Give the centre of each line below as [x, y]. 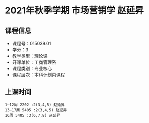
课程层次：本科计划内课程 [39, 75]
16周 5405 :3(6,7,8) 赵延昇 [33, 115]
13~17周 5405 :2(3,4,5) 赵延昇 [36, 110]
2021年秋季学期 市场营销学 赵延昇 [74, 10]
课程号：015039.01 [32, 43]
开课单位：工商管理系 [34, 62]
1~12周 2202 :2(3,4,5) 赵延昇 [35, 105]
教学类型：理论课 [30, 56]
